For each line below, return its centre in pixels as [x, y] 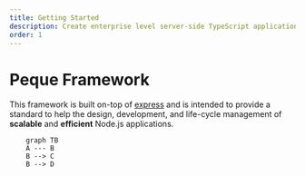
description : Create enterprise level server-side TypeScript [129, 26]
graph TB [42, 141]
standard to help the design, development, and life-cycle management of [146, 114]
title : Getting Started [54, 18]
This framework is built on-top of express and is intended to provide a [140, 104]
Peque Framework [79, 79]
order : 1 [26, 34]
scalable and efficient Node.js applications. [92, 124]
